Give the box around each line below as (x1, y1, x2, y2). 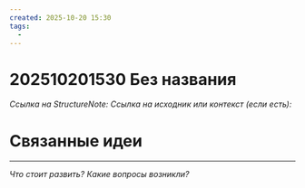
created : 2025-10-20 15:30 (9, 13, 112, 23)
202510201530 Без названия (9, 69, 237, 89)
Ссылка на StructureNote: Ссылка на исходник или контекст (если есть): (9, 99, 292, 109)
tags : (9, 22, 30, 31)
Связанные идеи (9, 130, 143, 151)
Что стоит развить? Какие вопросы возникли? (9, 169, 190, 180)
